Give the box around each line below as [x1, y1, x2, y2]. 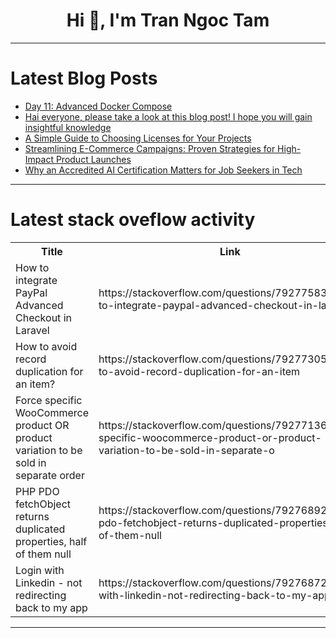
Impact [24, 153, 54, 165]
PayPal [15, 285, 48, 299]
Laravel [15, 323, 50, 337]
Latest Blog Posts [10, 67, 158, 90]
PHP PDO [15, 484, 60, 498]
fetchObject [15, 497, 72, 511]
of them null [15, 547, 72, 561]
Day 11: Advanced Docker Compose [24, 100, 173, 112]
